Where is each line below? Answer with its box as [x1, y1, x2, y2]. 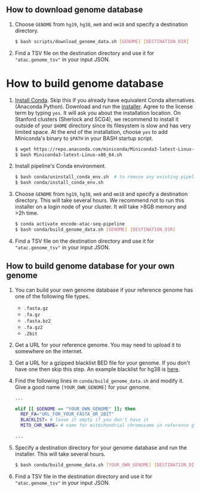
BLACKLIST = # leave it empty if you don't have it [20, 417, 149, 423]
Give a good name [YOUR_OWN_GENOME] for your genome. [14, 383, 151, 390]
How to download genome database [6, 5, 143, 15]
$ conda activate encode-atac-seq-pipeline [14, 221, 125, 227]
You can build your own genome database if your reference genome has [14, 286, 193, 294]
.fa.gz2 [23, 324, 43, 331]
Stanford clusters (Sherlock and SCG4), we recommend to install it [14, 115, 179, 123]
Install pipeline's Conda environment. [14, 163, 106, 170]
